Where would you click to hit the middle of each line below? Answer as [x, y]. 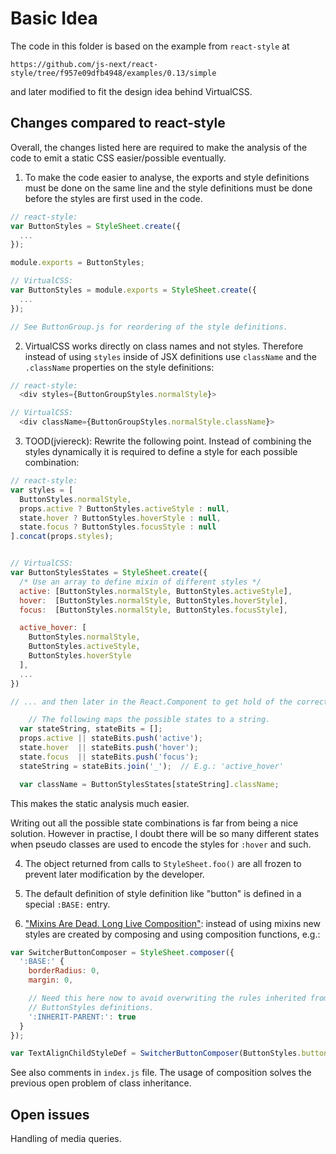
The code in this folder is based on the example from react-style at [150, 46]
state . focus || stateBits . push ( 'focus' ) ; [109, 757]
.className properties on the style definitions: [119, 367]
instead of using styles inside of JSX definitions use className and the [170, 356]
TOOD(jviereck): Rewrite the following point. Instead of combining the [168, 441]
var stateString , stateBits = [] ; [91, 729]
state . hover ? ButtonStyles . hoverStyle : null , [120, 518]
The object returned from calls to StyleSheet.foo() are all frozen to [163, 863]
